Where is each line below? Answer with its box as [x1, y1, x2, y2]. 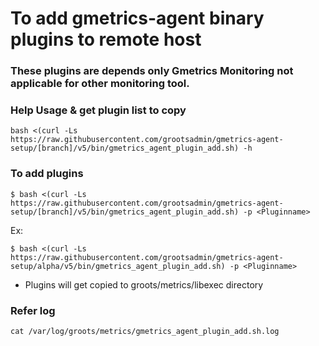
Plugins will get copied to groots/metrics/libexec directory [24, 278, 264, 291]
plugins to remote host [10, 28, 202, 51]
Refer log [10, 303, 56, 317]
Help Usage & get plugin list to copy [10, 103, 187, 117]
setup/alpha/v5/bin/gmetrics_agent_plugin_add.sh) [10, 261, 226, 271]
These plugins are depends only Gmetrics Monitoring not [10, 64, 294, 78]
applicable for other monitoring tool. [10, 77, 190, 91]
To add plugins [10, 167, 84, 181]
